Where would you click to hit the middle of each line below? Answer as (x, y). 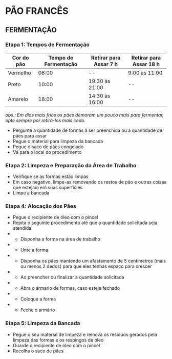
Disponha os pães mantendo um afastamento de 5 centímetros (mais (93, 261)
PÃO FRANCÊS (37, 11)
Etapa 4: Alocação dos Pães (41, 206)
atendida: (23, 228)
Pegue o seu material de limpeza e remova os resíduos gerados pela (85, 334)
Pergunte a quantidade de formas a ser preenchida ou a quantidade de (88, 130)
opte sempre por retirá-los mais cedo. (46, 120)
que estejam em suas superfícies (48, 188)
